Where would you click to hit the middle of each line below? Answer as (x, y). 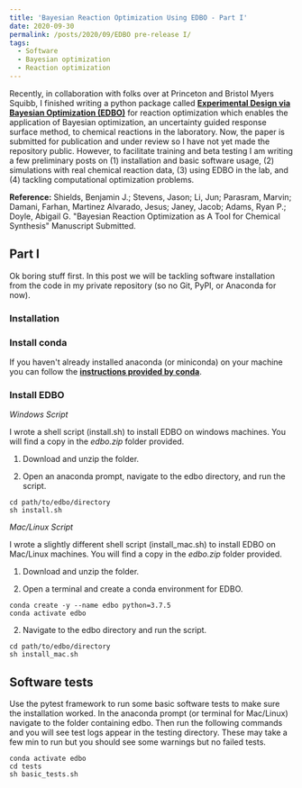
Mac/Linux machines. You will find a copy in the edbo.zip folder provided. (146, 554)
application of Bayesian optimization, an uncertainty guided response (138, 122)
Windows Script (39, 414)
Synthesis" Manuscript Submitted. (73, 225)
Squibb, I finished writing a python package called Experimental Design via (150, 103)
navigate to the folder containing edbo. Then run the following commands (146, 723)
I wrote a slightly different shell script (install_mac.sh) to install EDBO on (143, 545)
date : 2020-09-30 (42, 26)
